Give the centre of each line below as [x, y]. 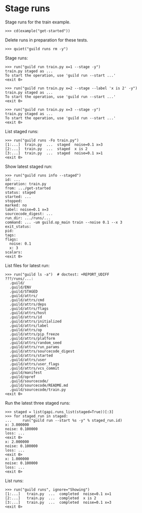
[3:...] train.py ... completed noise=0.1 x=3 [58, 502]
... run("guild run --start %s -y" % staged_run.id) [64, 420]
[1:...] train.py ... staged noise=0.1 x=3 [54, 144]
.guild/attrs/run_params [34, 347]
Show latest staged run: [29, 166]
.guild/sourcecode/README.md [39, 385]
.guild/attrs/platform [32, 338]
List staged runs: [22, 131]
